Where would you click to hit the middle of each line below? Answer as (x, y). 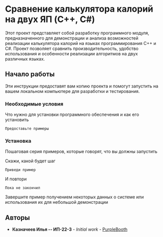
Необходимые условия (34, 104)
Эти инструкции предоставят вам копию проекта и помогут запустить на (82, 86)
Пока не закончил (23, 188)
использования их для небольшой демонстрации (57, 202)
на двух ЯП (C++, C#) (50, 19)
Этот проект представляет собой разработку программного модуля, (77, 33)
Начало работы (30, 74)
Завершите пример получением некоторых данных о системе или (74, 197)
